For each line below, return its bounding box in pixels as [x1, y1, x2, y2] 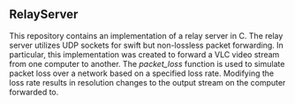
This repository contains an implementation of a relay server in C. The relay [9, 30, 284, 41]
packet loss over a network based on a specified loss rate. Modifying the [9, 68, 275, 78]
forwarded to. [9, 86, 59, 97]
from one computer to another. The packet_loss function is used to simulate [9, 58, 285, 69]
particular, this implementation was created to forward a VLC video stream [9, 48, 280, 60]
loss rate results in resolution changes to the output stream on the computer [9, 77, 286, 87]
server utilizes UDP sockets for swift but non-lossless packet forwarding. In [9, 40, 284, 50]
